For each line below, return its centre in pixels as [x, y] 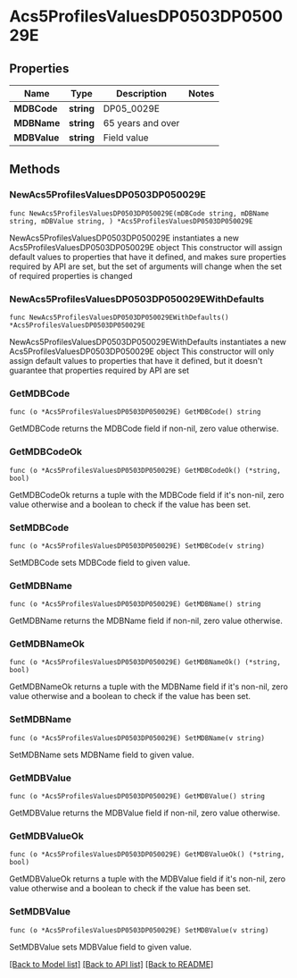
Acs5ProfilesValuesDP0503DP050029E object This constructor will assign [146, 247]
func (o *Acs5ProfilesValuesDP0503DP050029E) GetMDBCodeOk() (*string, [145, 470]
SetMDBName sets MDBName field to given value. [102, 755]
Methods [35, 169]
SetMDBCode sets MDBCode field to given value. [100, 562]
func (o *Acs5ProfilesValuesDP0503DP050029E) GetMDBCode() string [135, 412]
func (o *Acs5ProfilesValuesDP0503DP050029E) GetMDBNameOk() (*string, [145, 662]
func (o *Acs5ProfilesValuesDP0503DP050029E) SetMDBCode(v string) [137, 546]
